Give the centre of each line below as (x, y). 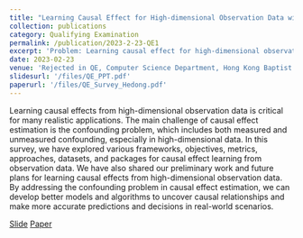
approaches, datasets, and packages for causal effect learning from (136, 158)
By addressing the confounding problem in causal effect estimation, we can (150, 187)
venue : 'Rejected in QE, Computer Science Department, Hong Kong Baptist (151, 69)
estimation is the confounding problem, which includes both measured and (148, 129)
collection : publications (58, 26)
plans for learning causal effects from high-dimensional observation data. (146, 178)
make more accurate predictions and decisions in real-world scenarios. (142, 206)
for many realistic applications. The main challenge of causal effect (134, 120)
